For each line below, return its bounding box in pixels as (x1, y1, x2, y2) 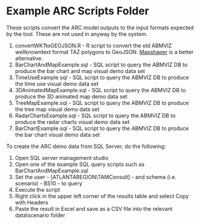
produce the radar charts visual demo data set (14, 118, 130, 125)
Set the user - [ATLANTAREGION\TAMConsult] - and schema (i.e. (14, 173, 177, 180)
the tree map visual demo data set (14, 105, 100, 113)
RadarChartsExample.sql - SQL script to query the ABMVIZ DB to (14, 112, 176, 119)
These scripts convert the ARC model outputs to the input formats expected (6, 24, 194, 31)
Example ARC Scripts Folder (6, 4, 150, 18)
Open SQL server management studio (14, 154, 109, 161)
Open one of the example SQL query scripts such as (14, 161, 145, 168)
